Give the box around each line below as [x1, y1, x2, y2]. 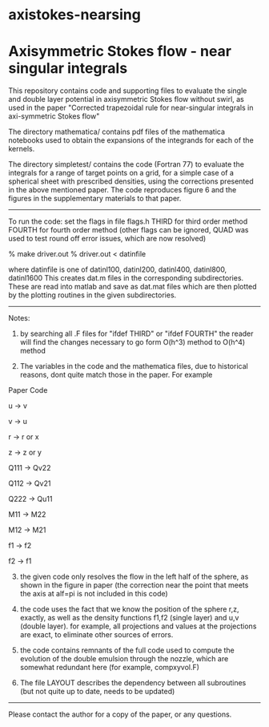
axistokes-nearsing [8, 6, 142, 24]
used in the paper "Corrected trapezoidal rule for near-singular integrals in [8, 103, 254, 113]
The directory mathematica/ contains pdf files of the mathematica [8, 127, 226, 137]
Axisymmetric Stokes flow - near [8, 42, 232, 61]
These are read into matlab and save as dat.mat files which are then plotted [8, 282, 257, 292]
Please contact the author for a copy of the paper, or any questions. [8, 709, 232, 719]
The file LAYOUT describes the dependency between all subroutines [19, 678, 247, 688]
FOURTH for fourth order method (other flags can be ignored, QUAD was [8, 225, 249, 235]
